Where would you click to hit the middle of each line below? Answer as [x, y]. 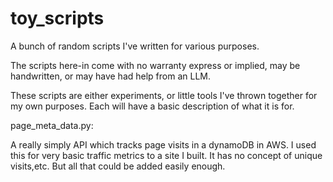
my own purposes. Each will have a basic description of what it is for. [152, 106]
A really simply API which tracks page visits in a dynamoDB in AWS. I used [163, 144]
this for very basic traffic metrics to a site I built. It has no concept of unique [166, 155]
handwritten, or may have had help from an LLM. [111, 76]
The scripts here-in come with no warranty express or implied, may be [155, 65]
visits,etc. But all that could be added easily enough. [118, 166]
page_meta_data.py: [52, 125]
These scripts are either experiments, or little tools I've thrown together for [164, 95]
